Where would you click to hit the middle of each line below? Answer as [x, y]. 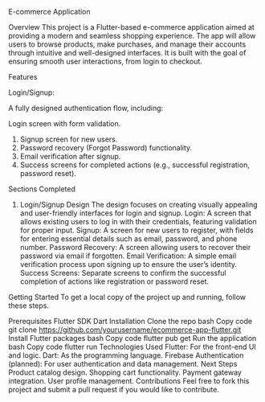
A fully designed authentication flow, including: [86, 108]
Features [23, 77]
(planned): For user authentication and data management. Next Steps [123, 364]
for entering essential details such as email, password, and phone [128, 239]
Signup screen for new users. [69, 139]
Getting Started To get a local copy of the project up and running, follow [127, 297]
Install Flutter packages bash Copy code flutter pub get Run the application [132, 338]
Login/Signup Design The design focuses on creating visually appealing [139, 205]
